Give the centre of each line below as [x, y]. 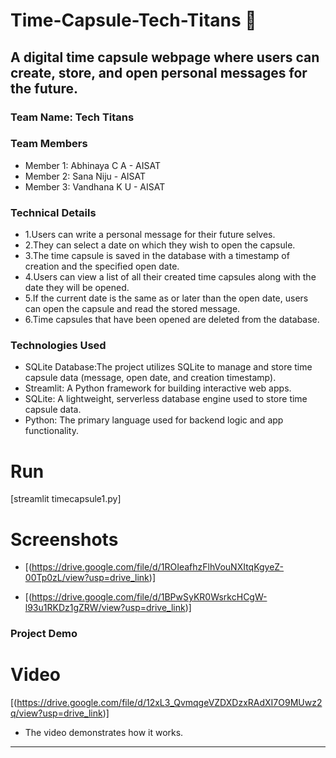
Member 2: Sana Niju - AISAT [85, 176]
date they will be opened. [77, 288]
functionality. [51, 431]
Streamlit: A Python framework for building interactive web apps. [158, 388]
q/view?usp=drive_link [56, 713]
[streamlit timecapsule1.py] [66, 499]
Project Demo [44, 634]
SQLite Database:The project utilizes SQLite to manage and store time [168, 367]
